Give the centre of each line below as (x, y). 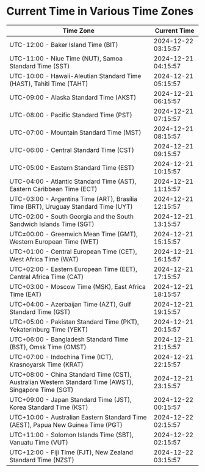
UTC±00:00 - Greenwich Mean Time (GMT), (74, 234)
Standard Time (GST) (40, 311)
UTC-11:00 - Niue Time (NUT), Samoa (66, 58)
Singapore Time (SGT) (41, 390)
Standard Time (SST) (40, 66)
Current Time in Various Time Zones (100, 11)
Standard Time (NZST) (42, 460)
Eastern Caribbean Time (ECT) (53, 189)
